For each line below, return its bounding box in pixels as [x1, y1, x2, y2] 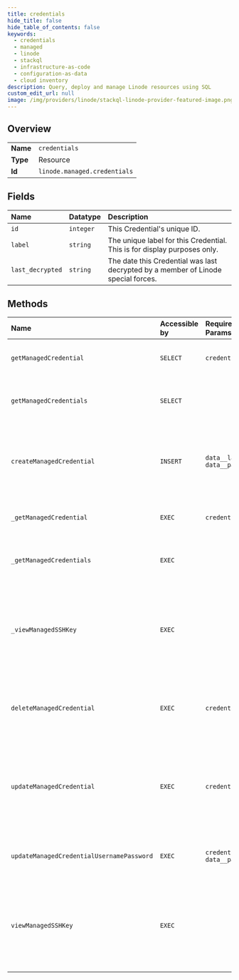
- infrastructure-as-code [14, 63, 91, 71]
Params [205, 328, 232, 338]
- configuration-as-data [14, 70, 87, 77]
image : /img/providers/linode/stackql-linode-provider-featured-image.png [7, 97, 234, 104]
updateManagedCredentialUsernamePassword [11, 852, 154, 860]
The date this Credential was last [107, 256, 218, 266]
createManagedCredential [11, 458, 95, 465]
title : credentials [7, 10, 65, 18]
